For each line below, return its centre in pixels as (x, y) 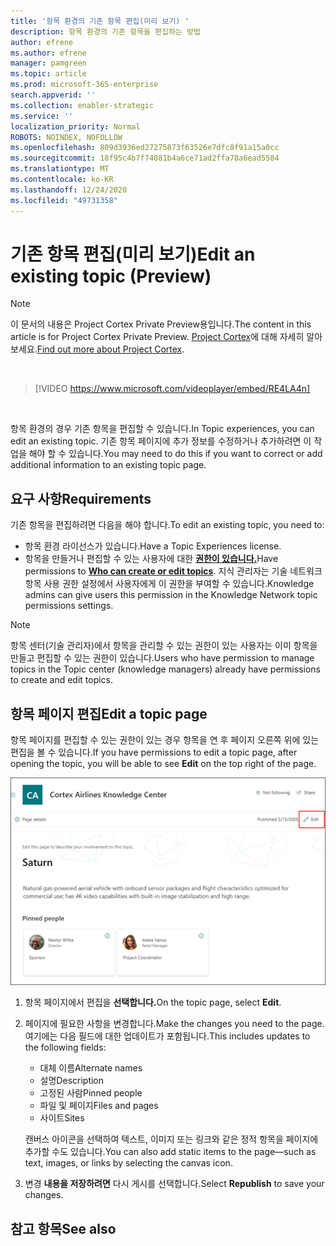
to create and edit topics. (62, 680)
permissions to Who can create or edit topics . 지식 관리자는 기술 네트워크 (173, 571)
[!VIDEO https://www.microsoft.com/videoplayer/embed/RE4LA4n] (172, 389)
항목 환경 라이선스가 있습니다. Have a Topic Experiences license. (153, 546)
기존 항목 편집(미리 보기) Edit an (133, 254)
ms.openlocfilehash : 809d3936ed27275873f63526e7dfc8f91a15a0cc (145, 148)
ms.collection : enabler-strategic (82, 105)
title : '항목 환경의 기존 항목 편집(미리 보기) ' (100, 21)
